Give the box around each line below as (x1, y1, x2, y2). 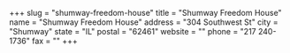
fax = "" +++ (32, 35, 78, 46)
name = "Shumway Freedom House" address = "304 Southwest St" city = (9, 17, 279, 27)
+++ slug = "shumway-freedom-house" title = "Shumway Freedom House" (9, 8, 282, 18)
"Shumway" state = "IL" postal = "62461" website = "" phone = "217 (9, 26, 256, 36)
